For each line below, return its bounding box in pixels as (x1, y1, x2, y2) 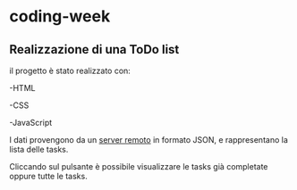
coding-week (9, 6, 111, 27)
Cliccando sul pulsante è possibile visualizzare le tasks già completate (9, 161, 268, 171)
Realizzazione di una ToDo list (9, 42, 180, 57)
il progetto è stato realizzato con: (9, 65, 132, 76)
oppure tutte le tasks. (9, 171, 88, 181)
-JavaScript (9, 118, 53, 128)
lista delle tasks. (9, 145, 69, 154)
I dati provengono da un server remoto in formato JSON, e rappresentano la (9, 135, 289, 145)
